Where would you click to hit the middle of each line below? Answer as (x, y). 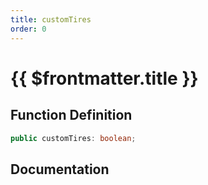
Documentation (60, 169)
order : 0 (28, 29)
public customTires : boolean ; (73, 138)
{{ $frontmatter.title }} (104, 78)
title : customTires (51, 19)
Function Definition (71, 115)
